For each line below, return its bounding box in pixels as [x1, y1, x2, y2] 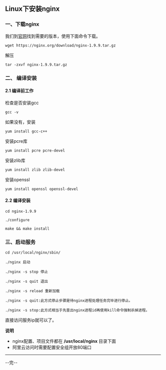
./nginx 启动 [5, 260, 31, 265]
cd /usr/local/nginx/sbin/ [5, 250, 61, 255]
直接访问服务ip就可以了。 [5, 317, 57, 323]
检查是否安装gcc [5, 100, 39, 106]
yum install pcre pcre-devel [5, 148, 65, 153]
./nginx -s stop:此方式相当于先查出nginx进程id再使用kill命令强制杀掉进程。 [5, 308, 150, 313]
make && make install [5, 226, 50, 232]
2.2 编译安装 [5, 197, 31, 203]
